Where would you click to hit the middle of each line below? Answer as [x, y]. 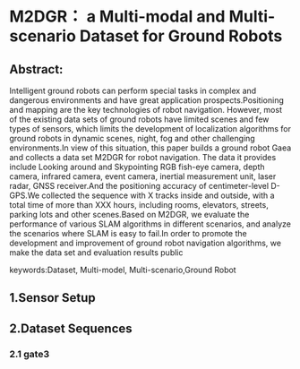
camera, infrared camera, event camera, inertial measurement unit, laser [143, 176]
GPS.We [25, 195]
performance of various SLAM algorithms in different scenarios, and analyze [150, 224]
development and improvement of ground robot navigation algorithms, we [146, 243]
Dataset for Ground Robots [181, 36]
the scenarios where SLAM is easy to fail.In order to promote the [129, 233]
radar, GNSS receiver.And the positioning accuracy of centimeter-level [139, 186]
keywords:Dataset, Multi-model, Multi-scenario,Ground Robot [123, 270]
